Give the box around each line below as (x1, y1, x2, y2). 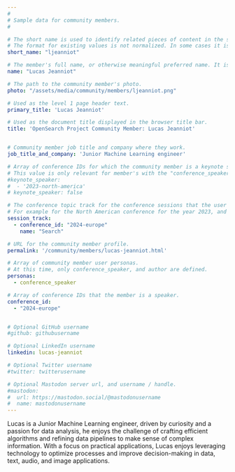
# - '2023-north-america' (7, 183, 86, 189)
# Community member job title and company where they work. (7, 144, 187, 151)
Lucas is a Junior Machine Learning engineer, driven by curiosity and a (7, 420, 212, 428)
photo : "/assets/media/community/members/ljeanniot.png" (7, 87, 177, 94)
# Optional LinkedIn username (7, 343, 96, 350)
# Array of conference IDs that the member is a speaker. (7, 292, 180, 299)
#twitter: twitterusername (7, 368, 86, 375)
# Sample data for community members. (7, 17, 120, 24)
